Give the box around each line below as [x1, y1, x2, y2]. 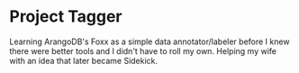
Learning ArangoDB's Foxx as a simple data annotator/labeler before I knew [9, 36, 290, 47]
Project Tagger [9, 6, 123, 27]
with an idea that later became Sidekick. [9, 55, 159, 66]
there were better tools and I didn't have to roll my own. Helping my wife [9, 45, 277, 56]
